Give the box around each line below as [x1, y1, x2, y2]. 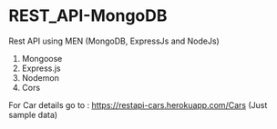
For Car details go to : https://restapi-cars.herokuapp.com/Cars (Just [8, 99, 268, 110]
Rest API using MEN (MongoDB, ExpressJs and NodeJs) [8, 35, 220, 46]
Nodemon [21, 72, 60, 83]
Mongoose [21, 53, 63, 64]
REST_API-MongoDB [8, 5, 168, 26]
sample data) [8, 109, 58, 120]
